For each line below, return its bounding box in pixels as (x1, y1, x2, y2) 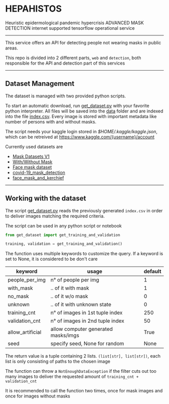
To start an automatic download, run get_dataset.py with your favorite (5, 102, 149, 108)
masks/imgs (50, 332, 79, 339)
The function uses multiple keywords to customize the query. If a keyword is (5, 251, 163, 257)
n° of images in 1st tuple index (50, 309, 123, 316)
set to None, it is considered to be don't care (5, 256, 98, 262)
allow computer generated (50, 326, 113, 333)
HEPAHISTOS (5, 3, 62, 15)
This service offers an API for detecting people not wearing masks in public (5, 39, 161, 45)
